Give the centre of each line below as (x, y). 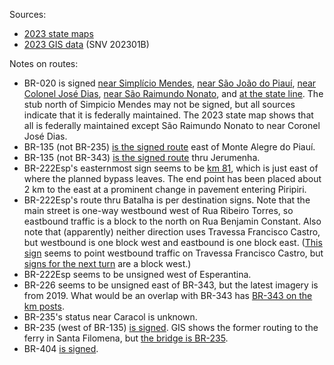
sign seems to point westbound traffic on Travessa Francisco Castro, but (173, 253)
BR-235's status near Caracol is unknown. (110, 317)
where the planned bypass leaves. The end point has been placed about (172, 178)
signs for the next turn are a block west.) (107, 263)
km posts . (44, 306)
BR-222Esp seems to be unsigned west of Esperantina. (137, 274)
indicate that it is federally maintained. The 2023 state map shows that (168, 115)
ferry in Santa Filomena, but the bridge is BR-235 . (126, 338)
